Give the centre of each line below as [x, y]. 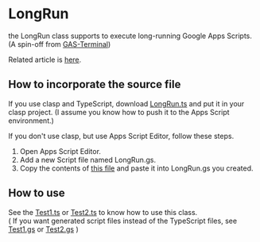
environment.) [31, 121]
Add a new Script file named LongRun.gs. [88, 159]
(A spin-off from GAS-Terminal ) [60, 44]
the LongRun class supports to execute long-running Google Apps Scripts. [130, 36]
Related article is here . [45, 60]
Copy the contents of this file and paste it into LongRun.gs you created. [136, 168]
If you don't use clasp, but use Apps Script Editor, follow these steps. [121, 136]
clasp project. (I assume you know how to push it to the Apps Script [119, 112]
